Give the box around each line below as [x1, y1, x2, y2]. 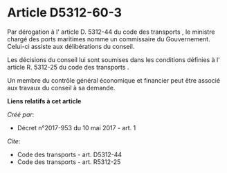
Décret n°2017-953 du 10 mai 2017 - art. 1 [17, 123, 136, 132]
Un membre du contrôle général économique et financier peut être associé [7, 76, 220, 84]
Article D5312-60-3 [7, 5, 122, 21]
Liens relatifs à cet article [7, 96, 82, 105]
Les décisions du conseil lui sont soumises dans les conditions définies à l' [7, 55, 220, 63]
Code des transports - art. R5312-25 [17, 157, 121, 166]
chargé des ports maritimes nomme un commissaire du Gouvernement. [7, 34, 210, 43]
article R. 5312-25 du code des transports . [7, 63, 129, 71]
